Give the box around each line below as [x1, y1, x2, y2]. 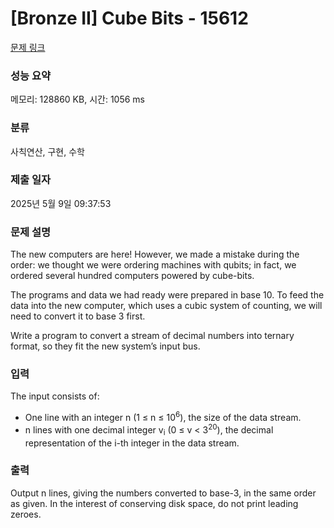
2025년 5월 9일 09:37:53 [10, 197, 112, 209]
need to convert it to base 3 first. [10, 310, 146, 322]
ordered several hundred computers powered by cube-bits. [10, 270, 255, 282]
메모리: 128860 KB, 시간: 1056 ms [10, 93, 145, 106]
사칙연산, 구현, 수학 [10, 145, 85, 157]
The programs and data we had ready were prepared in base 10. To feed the [10, 289, 325, 301]
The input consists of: [10, 390, 100, 402]
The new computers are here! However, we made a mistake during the [10, 248, 300, 261]
